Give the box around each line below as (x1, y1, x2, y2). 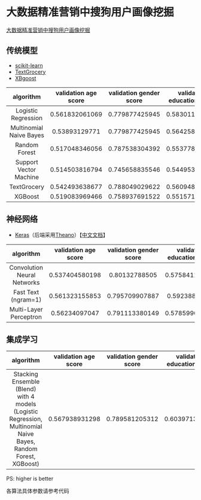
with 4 (17, 392, 35, 401)
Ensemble (11, 377, 40, 386)
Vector (17, 165, 36, 173)
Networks (12, 278, 40, 286)
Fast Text (13, 288, 39, 296)
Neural (17, 270, 36, 279)
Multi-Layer (9, 305, 43, 313)
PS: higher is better (6, 475, 54, 482)
